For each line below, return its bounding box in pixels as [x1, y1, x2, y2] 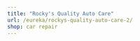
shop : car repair [7, 23, 58, 30]
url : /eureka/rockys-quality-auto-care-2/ [7, 17, 133, 24]
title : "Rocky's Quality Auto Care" [7, 10, 114, 17]
